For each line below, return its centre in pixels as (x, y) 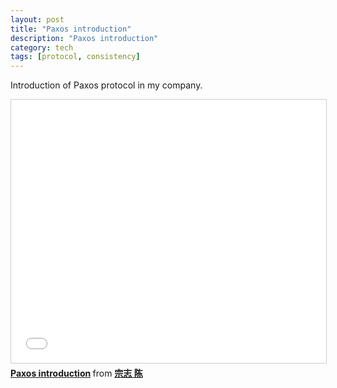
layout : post (37, 19)
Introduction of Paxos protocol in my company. (106, 85)
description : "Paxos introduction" (84, 38)
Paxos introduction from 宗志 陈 (76, 373)
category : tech (42, 47)
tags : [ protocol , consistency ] (75, 57)
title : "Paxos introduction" (71, 29)
